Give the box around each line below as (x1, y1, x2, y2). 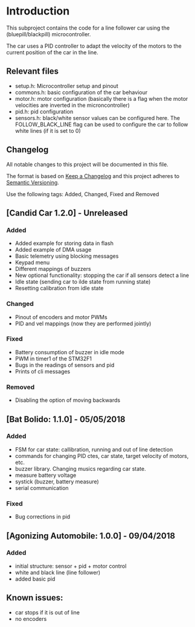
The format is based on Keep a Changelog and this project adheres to (6, 172, 180, 179)
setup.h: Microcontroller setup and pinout (14, 82, 119, 89)
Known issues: (6, 593, 63, 603)
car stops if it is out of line (14, 608, 80, 616)
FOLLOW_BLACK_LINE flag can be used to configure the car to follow (14, 121, 188, 128)
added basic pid (14, 575, 56, 582)
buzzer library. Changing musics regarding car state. (14, 465, 146, 472)
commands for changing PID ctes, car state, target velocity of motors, (14, 452, 189, 459)
